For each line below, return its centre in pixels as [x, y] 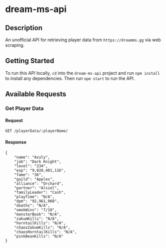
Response [16, 142]
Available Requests [36, 94]
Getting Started [30, 61]
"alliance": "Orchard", [39, 183]
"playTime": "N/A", [34, 197]
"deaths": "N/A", [32, 205]
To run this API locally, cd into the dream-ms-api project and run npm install [82, 73]
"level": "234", [31, 166]
